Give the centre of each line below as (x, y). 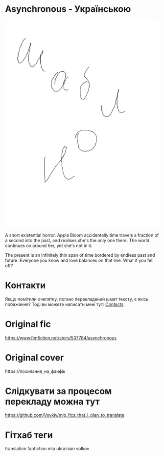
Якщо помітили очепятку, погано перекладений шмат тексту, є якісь (77, 299)
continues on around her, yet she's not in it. (49, 245)
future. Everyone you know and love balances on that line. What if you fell (79, 260)
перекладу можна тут (52, 401)
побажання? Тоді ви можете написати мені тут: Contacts (64, 304)
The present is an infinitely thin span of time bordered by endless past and (80, 255)
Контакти (25, 285)
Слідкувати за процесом (59, 391)
